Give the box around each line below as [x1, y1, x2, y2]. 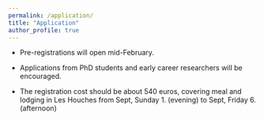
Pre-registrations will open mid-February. [19, 48, 154, 58]
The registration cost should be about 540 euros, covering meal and [19, 87, 243, 96]
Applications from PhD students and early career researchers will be [19, 63, 243, 73]
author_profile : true [8, 26, 80, 34]
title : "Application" [8, 19, 80, 27]
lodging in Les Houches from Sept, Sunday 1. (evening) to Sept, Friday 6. [19, 96, 257, 105]
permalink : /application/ [8, 11, 93, 20]
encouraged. [19, 72, 62, 81]
